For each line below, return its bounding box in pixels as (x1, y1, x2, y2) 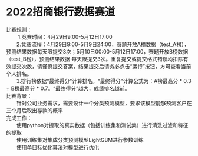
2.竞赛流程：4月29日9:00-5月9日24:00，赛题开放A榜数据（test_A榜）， (16, 41, 190, 48)
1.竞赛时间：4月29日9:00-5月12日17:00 (17, 33, 113, 40)
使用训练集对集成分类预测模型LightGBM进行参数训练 (16, 136, 144, 143)
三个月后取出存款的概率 (6, 107, 63, 114)
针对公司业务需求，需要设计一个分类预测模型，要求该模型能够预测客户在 (16, 99, 192, 107)
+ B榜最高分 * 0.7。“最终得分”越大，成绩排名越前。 (6, 85, 130, 92)
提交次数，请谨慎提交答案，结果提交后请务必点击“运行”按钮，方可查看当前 (11, 62, 192, 69)
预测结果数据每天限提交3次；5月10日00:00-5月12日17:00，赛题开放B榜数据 (6, 48, 189, 55)
